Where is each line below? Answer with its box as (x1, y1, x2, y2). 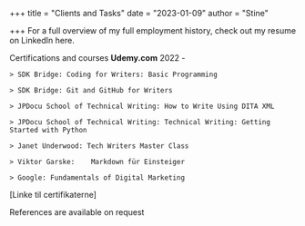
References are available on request (9, 207, 145, 217)
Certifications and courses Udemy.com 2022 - (9, 53, 186, 63)
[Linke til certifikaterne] (9, 190, 97, 200)
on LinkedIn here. (9, 35, 75, 45)
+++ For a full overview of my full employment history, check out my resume (9, 25, 297, 35)
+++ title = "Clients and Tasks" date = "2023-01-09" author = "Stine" (9, 8, 269, 18)
